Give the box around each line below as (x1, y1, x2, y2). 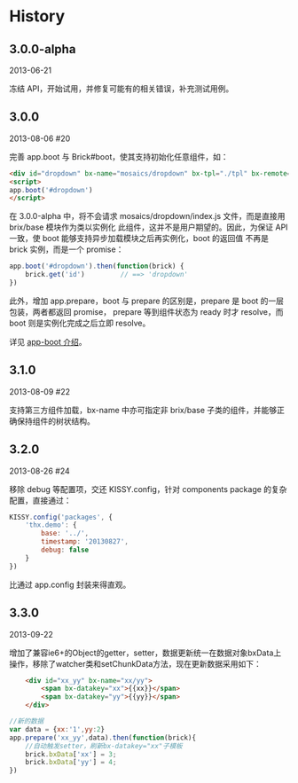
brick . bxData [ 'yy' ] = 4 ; (25, 758, 117, 767)
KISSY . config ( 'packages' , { (9, 513, 114, 521)
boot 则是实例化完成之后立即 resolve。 (9, 317, 151, 328)
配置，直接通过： (9, 495, 72, 505)
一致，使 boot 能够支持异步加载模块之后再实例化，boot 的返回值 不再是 (9, 233, 269, 244)
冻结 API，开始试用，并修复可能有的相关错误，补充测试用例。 (9, 83, 234, 94)
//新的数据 (9, 716, 44, 725)
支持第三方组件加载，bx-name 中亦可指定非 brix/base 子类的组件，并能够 (9, 404, 278, 415)
